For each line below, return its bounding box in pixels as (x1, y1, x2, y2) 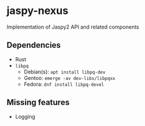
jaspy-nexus (6, 4, 69, 17)
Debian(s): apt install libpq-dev (23, 68, 106, 75)
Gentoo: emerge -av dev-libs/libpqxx (23, 74, 116, 81)
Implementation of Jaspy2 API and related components (6, 23, 139, 30)
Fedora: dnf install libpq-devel (23, 80, 105, 87)
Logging (15, 113, 36, 120)
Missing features (6, 97, 70, 107)
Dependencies (6, 40, 61, 50)
